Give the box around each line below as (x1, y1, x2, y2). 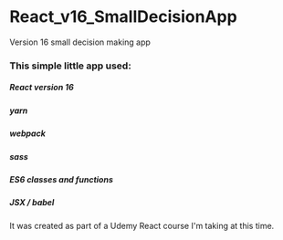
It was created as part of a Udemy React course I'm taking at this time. (9, 220, 275, 231)
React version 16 (9, 82, 75, 93)
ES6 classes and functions (9, 173, 114, 184)
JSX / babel (9, 197, 55, 208)
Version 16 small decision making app (9, 37, 151, 47)
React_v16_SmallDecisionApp (9, 6, 237, 27)
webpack (9, 128, 46, 139)
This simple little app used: (9, 59, 132, 72)
